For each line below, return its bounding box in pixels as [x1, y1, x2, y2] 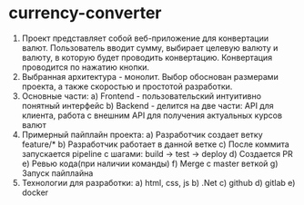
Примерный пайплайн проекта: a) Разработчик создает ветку [21, 129, 263, 140]
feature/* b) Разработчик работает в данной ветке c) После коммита [21, 139, 290, 150]
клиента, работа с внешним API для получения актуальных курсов [21, 110, 283, 121]
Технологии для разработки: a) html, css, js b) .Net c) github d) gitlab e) [21, 177, 296, 188]
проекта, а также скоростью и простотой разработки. [21, 81, 233, 92]
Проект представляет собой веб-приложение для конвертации [21, 33, 269, 44]
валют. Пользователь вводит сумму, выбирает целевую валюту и [21, 42, 279, 53]
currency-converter [8, 3, 162, 24]
